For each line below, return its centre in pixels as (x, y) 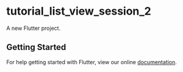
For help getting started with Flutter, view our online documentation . (91, 62)
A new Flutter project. (34, 28)
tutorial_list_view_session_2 (79, 11)
